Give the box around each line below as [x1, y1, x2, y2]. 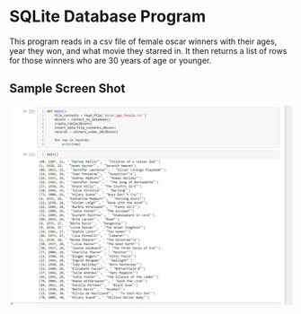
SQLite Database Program [9, 6, 207, 27]
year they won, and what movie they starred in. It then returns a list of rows [9, 45, 288, 56]
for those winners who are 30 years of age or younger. [9, 55, 212, 65]
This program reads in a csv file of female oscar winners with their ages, [9, 36, 278, 47]
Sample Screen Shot [9, 81, 126, 96]
